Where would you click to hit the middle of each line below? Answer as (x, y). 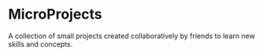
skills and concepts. (41, 44)
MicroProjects (55, 14)
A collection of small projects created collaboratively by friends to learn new (132, 36)
